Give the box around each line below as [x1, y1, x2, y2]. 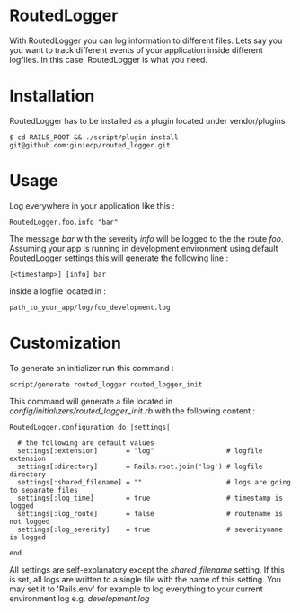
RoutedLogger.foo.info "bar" [9, 218, 119, 227]
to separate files [9, 485, 78, 494]
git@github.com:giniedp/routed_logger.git [9, 140, 171, 149]
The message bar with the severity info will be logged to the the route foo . [9, 233, 284, 244]
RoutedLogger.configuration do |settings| [9, 422, 171, 431]
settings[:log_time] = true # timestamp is [17, 493, 283, 502]
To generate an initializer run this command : [9, 362, 174, 373]
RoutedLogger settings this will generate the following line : [9, 253, 229, 263]
